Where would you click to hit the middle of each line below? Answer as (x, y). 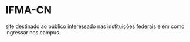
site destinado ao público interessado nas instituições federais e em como (95, 26)
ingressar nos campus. (33, 32)
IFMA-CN (29, 10)
